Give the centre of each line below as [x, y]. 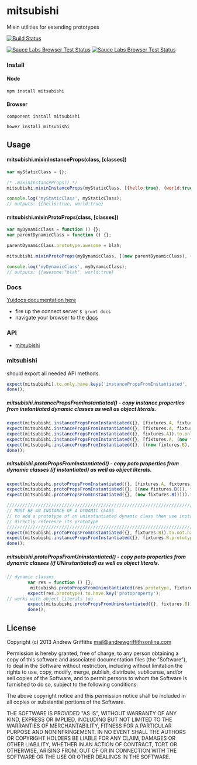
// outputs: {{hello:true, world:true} [55, 204]
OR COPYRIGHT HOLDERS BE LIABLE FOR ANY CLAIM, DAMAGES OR [91, 738]
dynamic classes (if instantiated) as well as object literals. [80, 470]
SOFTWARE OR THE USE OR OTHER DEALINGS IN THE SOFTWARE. [89, 757]
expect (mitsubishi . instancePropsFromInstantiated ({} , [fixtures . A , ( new [97, 439]
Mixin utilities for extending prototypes [53, 27]
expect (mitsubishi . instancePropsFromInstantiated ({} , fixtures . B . [89, 538]
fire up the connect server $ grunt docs [63, 311]
